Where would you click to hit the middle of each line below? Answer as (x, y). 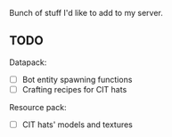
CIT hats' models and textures (78, 125)
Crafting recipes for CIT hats (74, 89)
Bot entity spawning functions (77, 79)
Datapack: (28, 62)
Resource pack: (38, 107)
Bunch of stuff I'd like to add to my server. (86, 13)
